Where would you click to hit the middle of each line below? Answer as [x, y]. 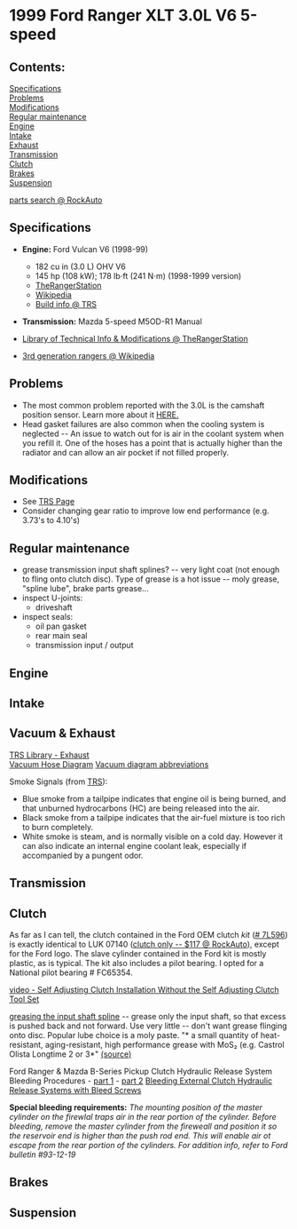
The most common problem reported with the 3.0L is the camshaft [143, 405]
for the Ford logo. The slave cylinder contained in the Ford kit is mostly [138, 954]
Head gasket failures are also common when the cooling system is [143, 424]
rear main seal [61, 636]
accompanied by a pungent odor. [82, 855]
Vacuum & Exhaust [63, 733]
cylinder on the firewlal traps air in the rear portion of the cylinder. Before [143, 1117]
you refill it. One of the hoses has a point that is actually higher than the [152, 443]
